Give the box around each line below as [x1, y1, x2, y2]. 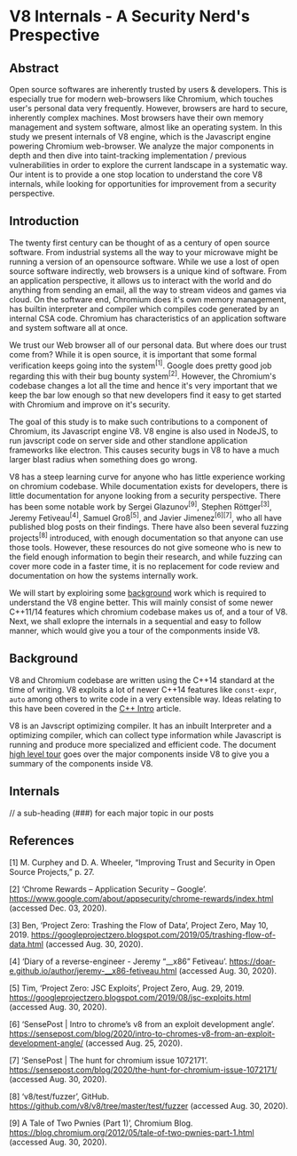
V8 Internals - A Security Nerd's [9, 6, 250, 27]
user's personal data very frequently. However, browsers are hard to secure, [9, 103, 288, 113]
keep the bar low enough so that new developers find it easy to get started [9, 389, 282, 401]
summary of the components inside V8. [9, 758, 153, 768]
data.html [9, 938, 44, 949]
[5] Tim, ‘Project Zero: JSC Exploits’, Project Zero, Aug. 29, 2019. [9, 983, 246, 993]
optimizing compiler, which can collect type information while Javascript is [9, 729, 282, 740]
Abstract [9, 60, 59, 76]
